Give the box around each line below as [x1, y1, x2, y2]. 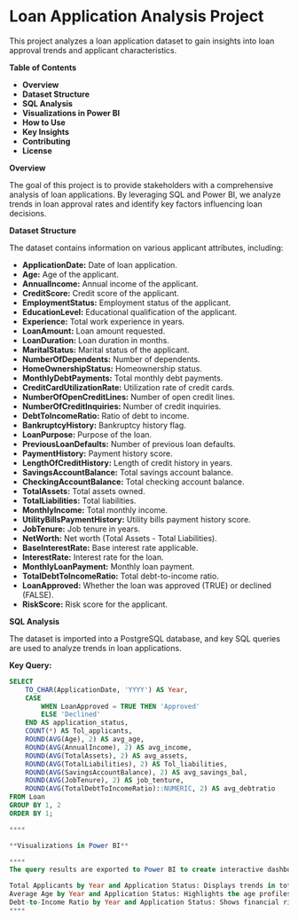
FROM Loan [9, 792, 46, 802]
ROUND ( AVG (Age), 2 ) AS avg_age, [25, 735, 145, 744]
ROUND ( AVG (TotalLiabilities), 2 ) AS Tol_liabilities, [25, 759, 228, 768]
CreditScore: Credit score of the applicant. [21, 287, 179, 298]
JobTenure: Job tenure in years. [21, 523, 140, 534]
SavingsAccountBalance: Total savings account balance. [21, 467, 233, 477]
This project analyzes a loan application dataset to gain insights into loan [9, 35, 275, 46]
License [21, 145, 52, 156]
